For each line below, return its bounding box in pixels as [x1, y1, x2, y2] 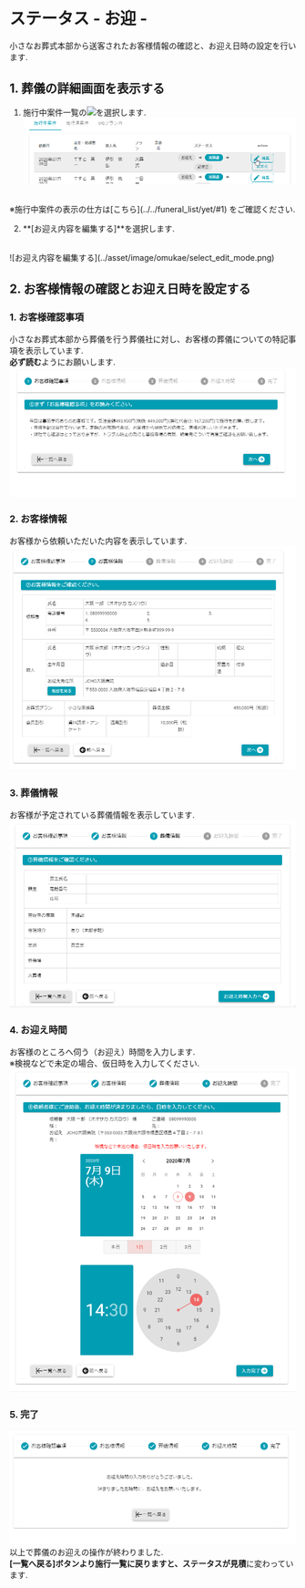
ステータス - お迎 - [9, 8, 148, 29]
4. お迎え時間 [9, 1024, 68, 1036]
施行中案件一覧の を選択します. [22, 107, 147, 118]
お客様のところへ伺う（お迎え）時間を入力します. [9, 1046, 196, 1057]
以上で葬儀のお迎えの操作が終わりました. [9, 1547, 164, 1558]
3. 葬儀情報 [9, 787, 58, 799]
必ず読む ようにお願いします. [9, 356, 117, 367]
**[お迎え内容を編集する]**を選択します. [22, 223, 176, 233]
